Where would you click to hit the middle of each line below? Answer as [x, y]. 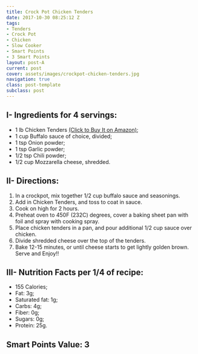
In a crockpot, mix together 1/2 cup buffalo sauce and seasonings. [97, 195]
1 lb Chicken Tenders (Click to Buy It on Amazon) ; [77, 129]
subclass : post [25, 91]
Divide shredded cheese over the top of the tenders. [81, 240]
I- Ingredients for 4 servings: [62, 115]
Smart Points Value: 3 [48, 345]
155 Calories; [31, 287]
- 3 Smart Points [28, 57]
